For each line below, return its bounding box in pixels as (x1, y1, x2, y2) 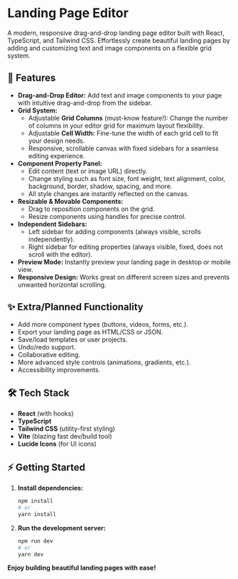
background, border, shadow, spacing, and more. (28, 182, 173, 190)
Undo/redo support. (17, 342, 76, 351)
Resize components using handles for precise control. (28, 212, 186, 220)
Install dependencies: (17, 483, 84, 493)
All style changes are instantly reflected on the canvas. (28, 189, 190, 198)
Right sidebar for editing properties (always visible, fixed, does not (28, 242, 223, 251)
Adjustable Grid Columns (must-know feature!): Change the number (28, 113, 229, 122)
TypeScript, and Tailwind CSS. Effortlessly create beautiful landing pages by (7, 36, 231, 44)
